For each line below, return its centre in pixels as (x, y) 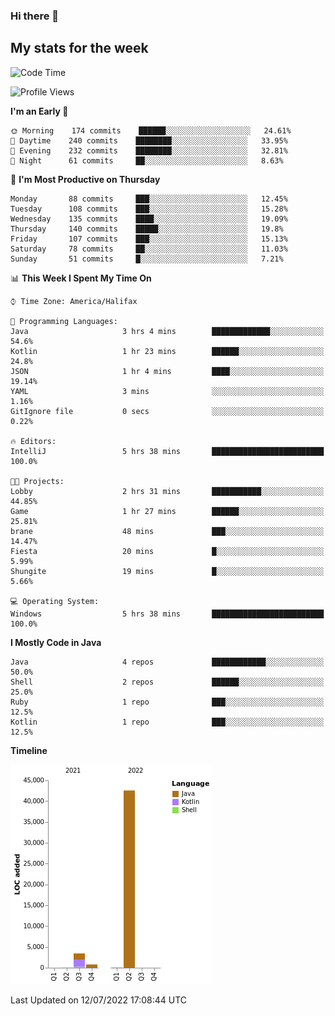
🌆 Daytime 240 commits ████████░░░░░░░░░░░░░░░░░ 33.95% (149, 140)
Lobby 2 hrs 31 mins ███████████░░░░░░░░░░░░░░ (167, 491)
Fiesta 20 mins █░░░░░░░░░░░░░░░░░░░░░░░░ (167, 551)
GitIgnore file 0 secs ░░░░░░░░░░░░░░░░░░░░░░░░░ (167, 411)
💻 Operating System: (55, 601)
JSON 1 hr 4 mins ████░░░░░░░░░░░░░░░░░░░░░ (167, 371)
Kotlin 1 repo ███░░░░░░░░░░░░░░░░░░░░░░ (167, 722)
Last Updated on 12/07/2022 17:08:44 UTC (99, 1000)
